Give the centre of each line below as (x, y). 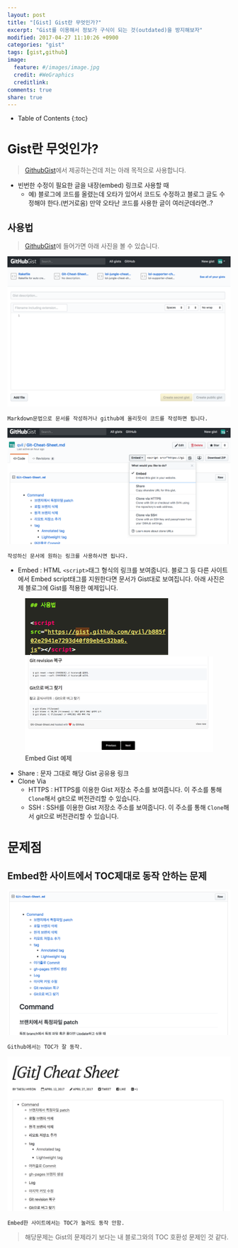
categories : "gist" (36, 45)
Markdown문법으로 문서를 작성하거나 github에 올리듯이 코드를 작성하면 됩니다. (108, 419)
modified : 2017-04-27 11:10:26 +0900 (63, 38)
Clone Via (32, 781)
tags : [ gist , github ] (38, 53)
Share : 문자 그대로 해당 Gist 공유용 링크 (73, 773)
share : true (25, 97)
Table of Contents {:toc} (53, 118)
